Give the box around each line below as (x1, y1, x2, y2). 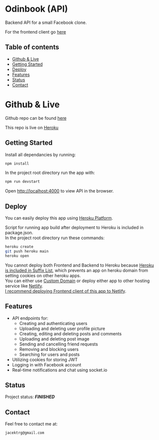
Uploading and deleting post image (19, 336, 90, 342)
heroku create (5, 245, 34, 249)
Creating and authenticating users (19, 320, 88, 326)
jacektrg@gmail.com (5, 430, 45, 436)
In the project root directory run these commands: (5, 235, 105, 241)
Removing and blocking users (19, 346, 79, 352)
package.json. (5, 230, 33, 236)
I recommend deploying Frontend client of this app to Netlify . (5, 288, 127, 294)
